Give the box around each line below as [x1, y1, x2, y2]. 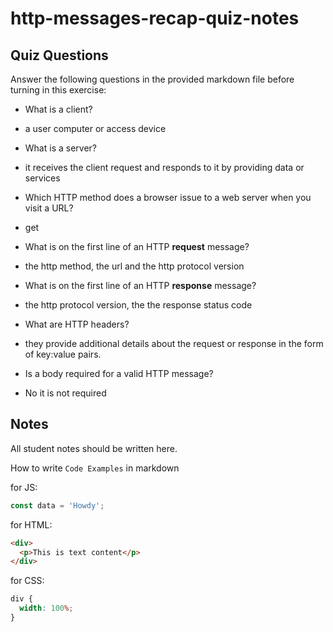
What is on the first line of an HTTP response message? [24, 280, 257, 291]
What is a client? [24, 103, 93, 115]
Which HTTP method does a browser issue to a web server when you [24, 192, 312, 203]
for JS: [10, 481, 38, 493]
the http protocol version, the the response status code [24, 299, 253, 311]
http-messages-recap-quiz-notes [10, 7, 300, 30]
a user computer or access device [24, 123, 167, 134]
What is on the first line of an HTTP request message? [24, 241, 250, 252]
